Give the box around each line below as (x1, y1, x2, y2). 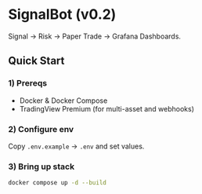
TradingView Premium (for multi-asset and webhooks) (19, 104, 194, 113)
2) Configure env (8, 123, 74, 134)
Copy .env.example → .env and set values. (8, 141, 145, 151)
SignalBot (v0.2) (8, 5, 117, 24)
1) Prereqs (8, 78, 48, 89)
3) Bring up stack (8, 161, 75, 172)
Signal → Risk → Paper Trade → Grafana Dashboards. (8, 31, 182, 41)
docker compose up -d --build (8, 179, 107, 187)
